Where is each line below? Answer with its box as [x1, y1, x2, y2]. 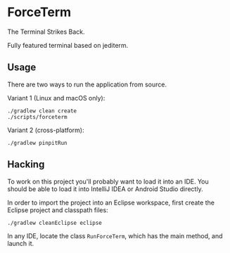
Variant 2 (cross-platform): [7, 126, 84, 134]
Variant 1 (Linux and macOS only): [7, 93, 106, 102]
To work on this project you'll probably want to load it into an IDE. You [7, 177, 209, 186]
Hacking [7, 159, 45, 171]
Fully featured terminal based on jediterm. [7, 41, 129, 49]
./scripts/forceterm [7, 113, 68, 120]
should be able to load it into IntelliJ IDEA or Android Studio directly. [7, 184, 203, 193]
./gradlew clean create [7, 107, 77, 115]
